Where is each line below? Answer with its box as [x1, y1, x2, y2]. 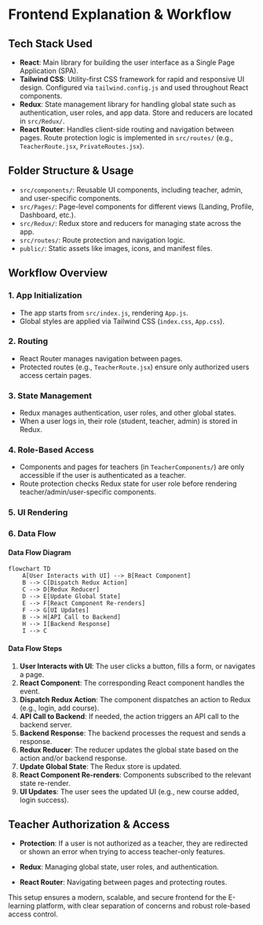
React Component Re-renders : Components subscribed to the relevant [19, 770, 252, 779]
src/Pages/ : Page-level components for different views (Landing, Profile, [19, 202, 254, 211]
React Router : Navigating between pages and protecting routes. [19, 878, 228, 887]
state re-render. [19, 778, 71, 788]
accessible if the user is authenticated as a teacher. [19, 471, 187, 480]
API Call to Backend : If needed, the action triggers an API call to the [19, 711, 239, 721]
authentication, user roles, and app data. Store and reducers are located [19, 108, 254, 117]
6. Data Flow [8, 528, 57, 539]
